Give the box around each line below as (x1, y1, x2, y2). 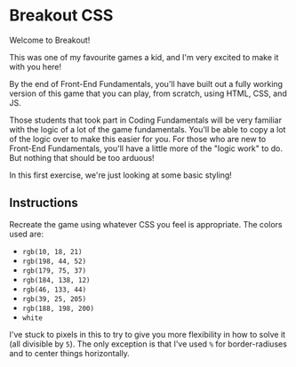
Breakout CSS (9, 5, 114, 26)
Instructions (9, 195, 78, 211)
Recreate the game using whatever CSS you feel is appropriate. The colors (9, 219, 283, 229)
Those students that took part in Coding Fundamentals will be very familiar (9, 115, 283, 125)
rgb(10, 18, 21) (21, 247, 83, 256)
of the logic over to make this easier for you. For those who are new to (9, 133, 267, 144)
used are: (9, 228, 44, 239)
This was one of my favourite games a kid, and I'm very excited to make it (9, 52, 279, 62)
